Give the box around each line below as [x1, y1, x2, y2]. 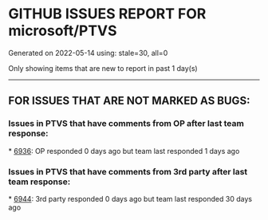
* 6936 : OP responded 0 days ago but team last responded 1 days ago [8, 146, 240, 155]
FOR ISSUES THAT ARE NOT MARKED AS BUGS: [8, 94, 250, 108]
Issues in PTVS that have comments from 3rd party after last [8, 166, 248, 177]
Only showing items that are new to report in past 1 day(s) [8, 63, 198, 73]
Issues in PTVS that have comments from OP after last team [8, 118, 245, 129]
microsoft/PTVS [8, 22, 117, 40]
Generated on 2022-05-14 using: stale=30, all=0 [8, 48, 168, 57]
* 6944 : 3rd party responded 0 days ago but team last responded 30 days [8, 194, 253, 203]
